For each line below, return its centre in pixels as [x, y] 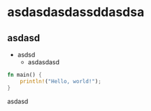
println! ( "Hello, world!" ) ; [60, 81]
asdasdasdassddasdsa [76, 12]
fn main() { [24, 75]
